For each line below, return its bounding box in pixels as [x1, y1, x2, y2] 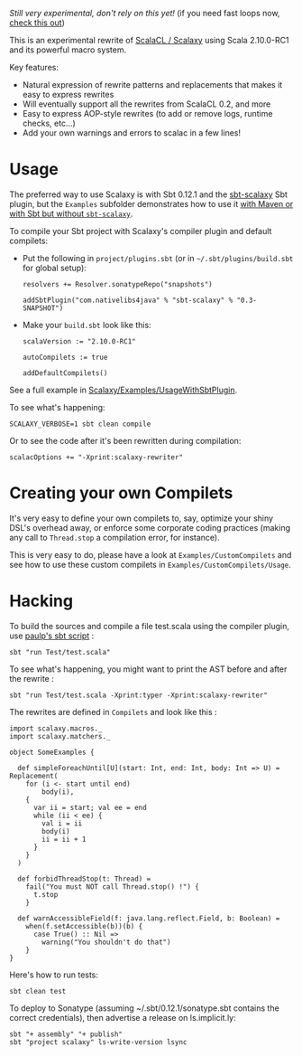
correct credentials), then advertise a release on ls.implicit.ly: [9, 1012, 236, 1023]
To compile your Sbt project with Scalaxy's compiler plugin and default [9, 225, 272, 236]
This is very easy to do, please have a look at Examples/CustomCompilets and [9, 549, 292, 560]
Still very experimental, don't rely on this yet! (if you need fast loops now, [9, 8, 280, 18]
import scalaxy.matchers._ [9, 731, 111, 740]
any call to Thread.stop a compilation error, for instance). [9, 532, 220, 542]
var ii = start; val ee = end [32, 803, 147, 812]
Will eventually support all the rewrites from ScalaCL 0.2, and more [22, 99, 271, 109]
